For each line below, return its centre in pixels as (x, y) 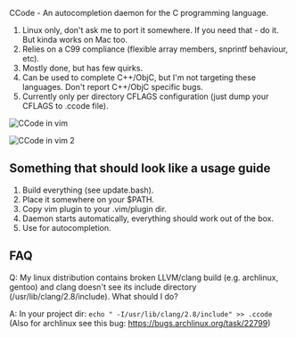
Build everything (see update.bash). (88, 190)
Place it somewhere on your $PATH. (88, 199)
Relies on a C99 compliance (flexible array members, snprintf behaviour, (155, 49)
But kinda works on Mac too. (74, 40)
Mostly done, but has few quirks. (82, 68)
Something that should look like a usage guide (140, 168)
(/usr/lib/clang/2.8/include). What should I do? (94, 296)
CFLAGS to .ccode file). (65, 106)
